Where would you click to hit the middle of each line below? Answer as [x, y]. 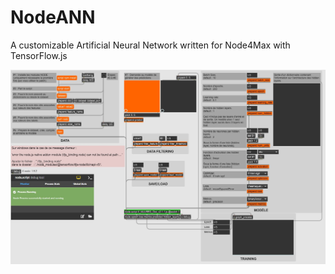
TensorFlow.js [39, 55]
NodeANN [53, 17]
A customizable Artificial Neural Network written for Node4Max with [150, 45]
